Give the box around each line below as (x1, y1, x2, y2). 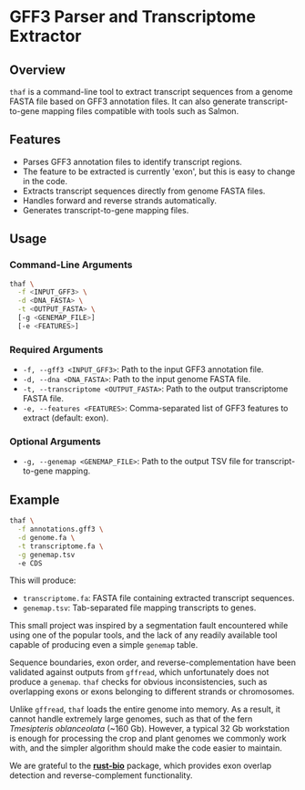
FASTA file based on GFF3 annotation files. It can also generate (9, 96, 247, 107)
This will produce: (9, 575, 76, 586)
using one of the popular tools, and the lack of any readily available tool (9, 629, 278, 640)
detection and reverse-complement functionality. (9, 770, 193, 781)
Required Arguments (9, 343, 104, 356)
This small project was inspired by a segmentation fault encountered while (9, 620, 289, 631)
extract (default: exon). (22, 412, 109, 423)
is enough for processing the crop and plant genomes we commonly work (9, 733, 287, 744)
